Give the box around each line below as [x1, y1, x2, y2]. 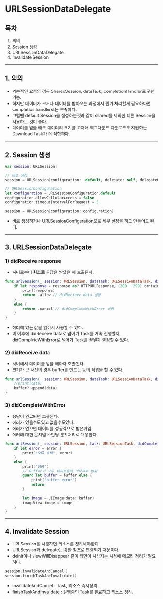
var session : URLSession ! [5, 164, 57, 169]
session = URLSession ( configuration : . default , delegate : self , [5, 178, 138, 182]
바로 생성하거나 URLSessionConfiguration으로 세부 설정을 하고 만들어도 [12, 218, 149, 224]
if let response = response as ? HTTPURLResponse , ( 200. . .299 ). [14, 284, 145, 289]
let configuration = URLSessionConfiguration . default [5, 191, 116, 196]
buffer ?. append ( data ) [14, 386, 57, 391]
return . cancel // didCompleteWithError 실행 [22, 306, 114, 311]
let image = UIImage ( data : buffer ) [22, 495, 95, 501]
